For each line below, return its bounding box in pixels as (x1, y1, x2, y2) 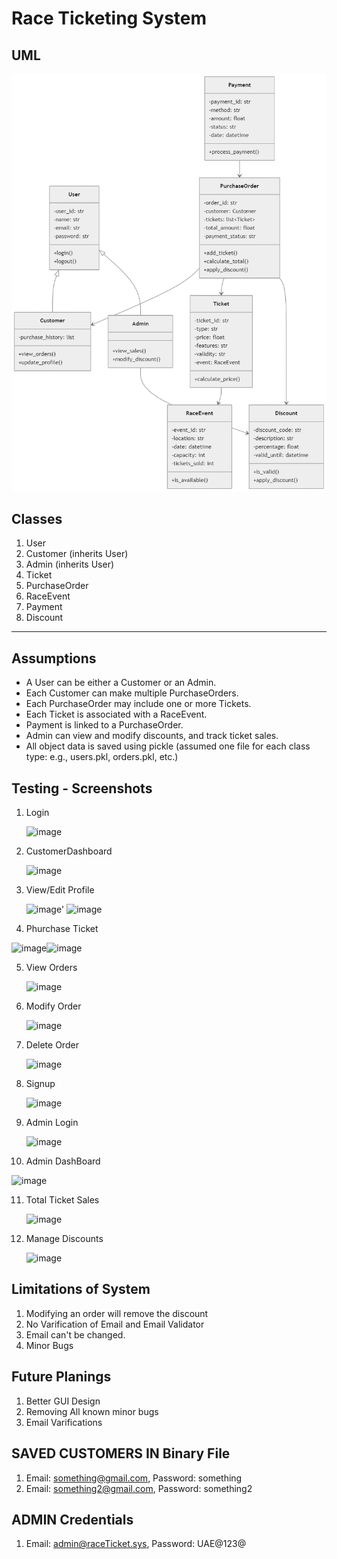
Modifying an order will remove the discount (25, 1307, 209, 1319)
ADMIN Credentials (11, 1511, 134, 1528)
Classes (11, 511, 63, 528)
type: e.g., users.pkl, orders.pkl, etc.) (25, 751, 179, 763)
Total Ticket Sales (25, 1194, 100, 1206)
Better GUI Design (25, 1395, 101, 1407)
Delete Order (25, 1039, 79, 1051)
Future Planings (11, 1368, 112, 1386)
